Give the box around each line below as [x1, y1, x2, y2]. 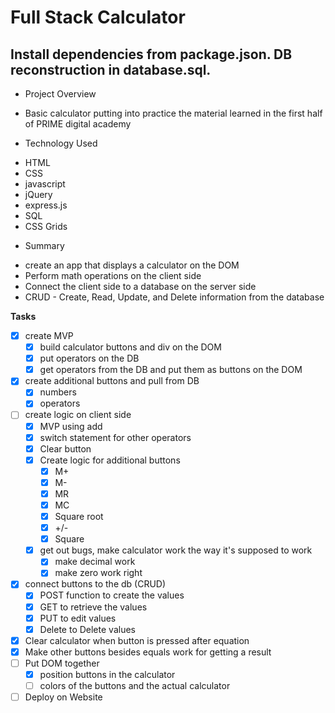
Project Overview [24, 88, 97, 100]
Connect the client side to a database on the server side [24, 281, 257, 292]
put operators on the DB [39, 352, 140, 365]
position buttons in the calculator [39, 668, 176, 680]
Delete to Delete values [39, 623, 136, 635]
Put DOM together [24, 657, 100, 669]
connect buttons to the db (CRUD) [24, 578, 167, 590]
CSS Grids [24, 221, 68, 232]
